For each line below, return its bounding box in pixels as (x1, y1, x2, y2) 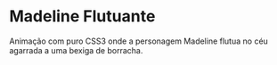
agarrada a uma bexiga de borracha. (9, 45, 143, 55)
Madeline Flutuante (9, 6, 156, 27)
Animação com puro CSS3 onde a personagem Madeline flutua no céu (9, 36, 269, 46)
